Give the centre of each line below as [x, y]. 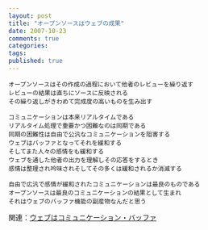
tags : [17, 53]
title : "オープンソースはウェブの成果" [67, 23]
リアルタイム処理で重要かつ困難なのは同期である [77, 126]
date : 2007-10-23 [37, 31]
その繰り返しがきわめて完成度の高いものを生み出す [81, 102]
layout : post [30, 16]
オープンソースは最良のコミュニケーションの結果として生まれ [95, 193]
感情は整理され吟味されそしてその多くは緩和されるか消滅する [96, 169]
